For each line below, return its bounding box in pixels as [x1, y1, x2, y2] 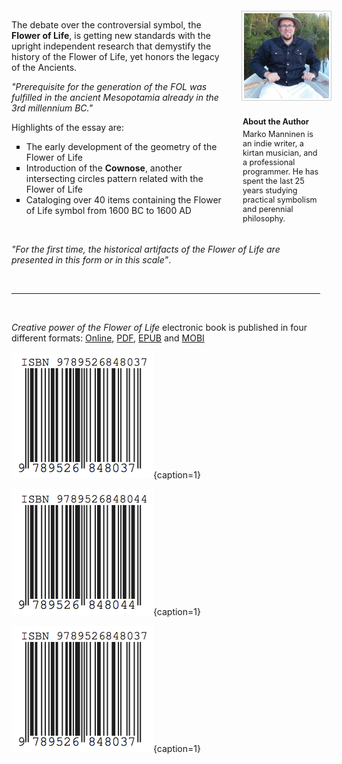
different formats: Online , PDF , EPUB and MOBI [11, 332, 205, 344]
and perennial [242, 203, 294, 214]
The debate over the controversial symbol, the [11, 19, 202, 31]
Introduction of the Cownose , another [25, 162, 183, 174]
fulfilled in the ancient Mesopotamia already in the [11, 92, 219, 103]
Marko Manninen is [242, 128, 314, 139]
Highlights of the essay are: [11, 122, 125, 133]
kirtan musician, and [242, 147, 318, 158]
